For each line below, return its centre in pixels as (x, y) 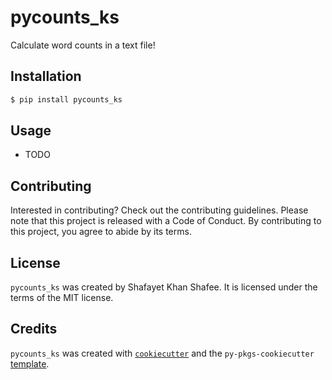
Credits (34, 329)
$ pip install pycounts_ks (66, 99)
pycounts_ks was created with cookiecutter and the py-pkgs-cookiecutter (162, 353)
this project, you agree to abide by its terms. (101, 232)
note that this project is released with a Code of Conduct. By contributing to (166, 221)
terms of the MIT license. (62, 298)
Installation (46, 76)
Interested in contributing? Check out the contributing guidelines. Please (159, 210)
